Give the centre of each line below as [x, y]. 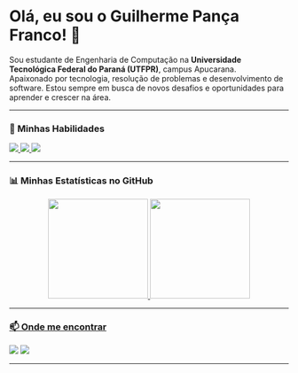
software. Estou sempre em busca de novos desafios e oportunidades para [147, 88]
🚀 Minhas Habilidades [57, 128]
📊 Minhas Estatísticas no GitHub [81, 181]
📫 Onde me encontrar [58, 327]
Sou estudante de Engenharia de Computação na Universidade [125, 59]
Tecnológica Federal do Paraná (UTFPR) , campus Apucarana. [123, 69]
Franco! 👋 [45, 35]
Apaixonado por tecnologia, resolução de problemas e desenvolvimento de [146, 78]
